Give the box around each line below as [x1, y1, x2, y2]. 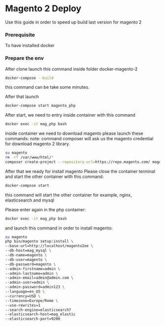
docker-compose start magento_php [5, 103, 76, 108]
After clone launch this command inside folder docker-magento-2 [5, 66, 138, 72]
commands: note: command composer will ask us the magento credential [5, 136, 154, 142]
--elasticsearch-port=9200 [5, 317, 60, 322]
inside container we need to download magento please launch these [5, 130, 143, 136]
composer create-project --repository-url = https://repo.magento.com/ [5, 159, 151, 164]
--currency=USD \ [5, 294, 41, 299]
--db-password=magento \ [5, 262, 56, 267]
